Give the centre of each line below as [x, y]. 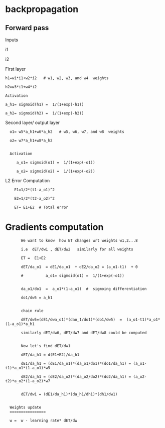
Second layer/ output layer [33, 122]
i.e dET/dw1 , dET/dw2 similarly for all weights [77, 249]
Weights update [26, 407]
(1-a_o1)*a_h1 [20, 324]
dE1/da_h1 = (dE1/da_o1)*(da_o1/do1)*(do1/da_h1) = [76, 363]
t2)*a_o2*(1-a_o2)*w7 [28, 381]
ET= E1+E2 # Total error [41, 207]
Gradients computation [54, 227]
